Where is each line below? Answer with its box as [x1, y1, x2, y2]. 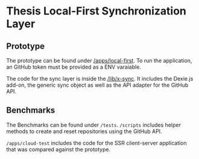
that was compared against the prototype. [6, 146, 110, 153]
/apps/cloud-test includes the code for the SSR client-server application [6, 139, 187, 146]
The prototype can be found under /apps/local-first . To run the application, [6, 57, 192, 64]
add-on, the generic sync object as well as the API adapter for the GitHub [6, 81, 189, 89]
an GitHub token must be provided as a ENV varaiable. [6, 63, 142, 70]
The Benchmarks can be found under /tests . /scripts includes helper [6, 121, 181, 128]
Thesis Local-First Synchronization [6, 4, 187, 18]
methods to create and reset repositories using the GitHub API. [6, 128, 162, 135]
